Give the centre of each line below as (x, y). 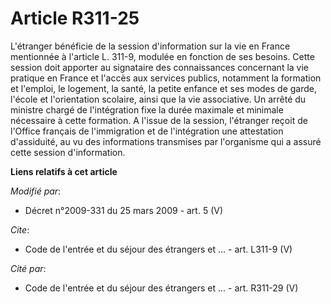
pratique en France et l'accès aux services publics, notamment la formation (166, 78)
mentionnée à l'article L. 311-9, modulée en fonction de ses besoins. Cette (162, 56)
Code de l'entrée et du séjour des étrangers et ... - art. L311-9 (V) (158, 249)
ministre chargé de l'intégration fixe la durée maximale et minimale (147, 109)
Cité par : (28, 268)
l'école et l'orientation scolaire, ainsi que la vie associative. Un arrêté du (158, 99)
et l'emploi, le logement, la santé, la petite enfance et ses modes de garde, (164, 88)
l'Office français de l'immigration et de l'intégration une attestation (147, 131)
